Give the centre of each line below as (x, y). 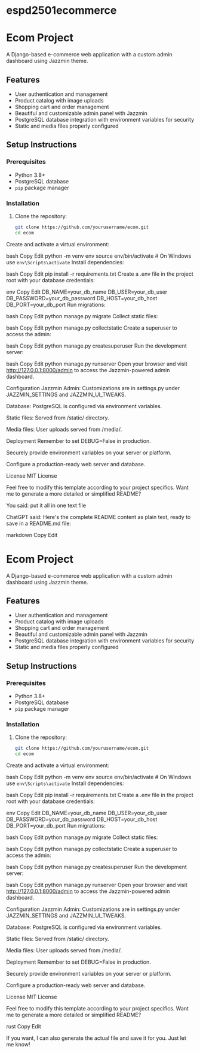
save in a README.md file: (39, 523)
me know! (18, 1045)
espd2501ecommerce (61, 10)
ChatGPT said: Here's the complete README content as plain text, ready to (99, 517)
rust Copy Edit (24, 1027)
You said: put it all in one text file (46, 505)
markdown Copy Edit (32, 535)
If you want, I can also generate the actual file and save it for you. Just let (96, 1038)
